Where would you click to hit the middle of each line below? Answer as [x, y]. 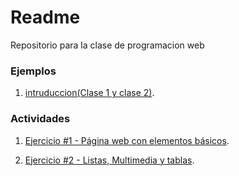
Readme [45, 17]
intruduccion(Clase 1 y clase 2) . [89, 93]
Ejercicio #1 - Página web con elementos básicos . [127, 140]
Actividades [40, 119]
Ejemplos [33, 71]
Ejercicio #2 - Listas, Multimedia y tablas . [109, 160]
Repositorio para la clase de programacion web [107, 45]
